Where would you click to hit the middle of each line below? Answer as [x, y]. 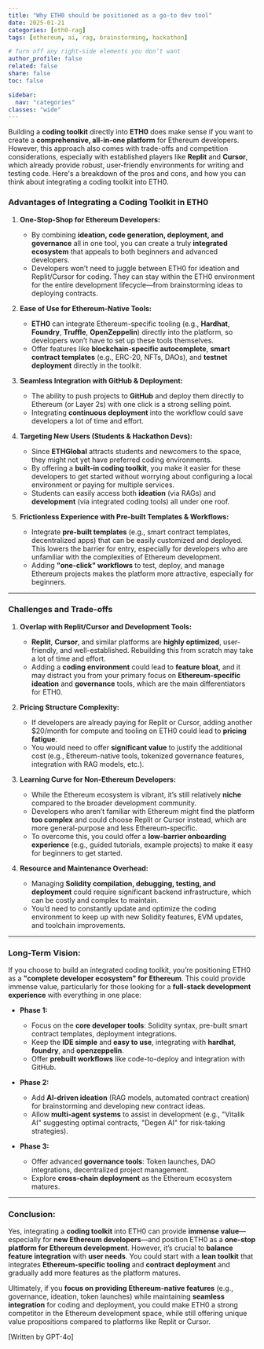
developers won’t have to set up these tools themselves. [123, 340]
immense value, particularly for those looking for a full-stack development [130, 987]
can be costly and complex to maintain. [95, 900]
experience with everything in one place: [75, 995]
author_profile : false [45, 59]
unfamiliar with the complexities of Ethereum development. [126, 557]
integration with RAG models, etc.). [88, 764]
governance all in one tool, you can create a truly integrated [129, 243]
